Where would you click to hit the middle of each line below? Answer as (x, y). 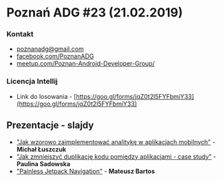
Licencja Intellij (32, 82)
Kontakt (20, 34)
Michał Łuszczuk (41, 149)
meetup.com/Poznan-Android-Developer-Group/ (86, 64)
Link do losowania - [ (46, 96)
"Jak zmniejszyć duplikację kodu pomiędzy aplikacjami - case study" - (116, 157)
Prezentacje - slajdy (50, 125)
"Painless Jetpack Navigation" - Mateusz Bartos (86, 171)
